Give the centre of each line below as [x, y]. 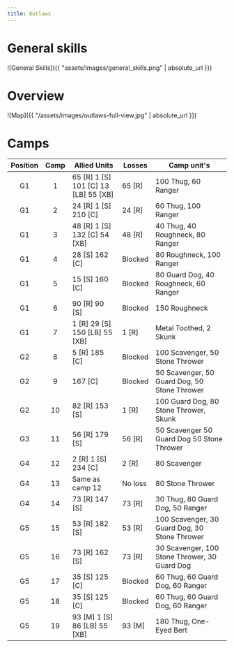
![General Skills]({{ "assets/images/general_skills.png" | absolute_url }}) [110, 68]
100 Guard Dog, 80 [187, 402]
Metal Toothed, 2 [183, 328]
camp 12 [87, 488]
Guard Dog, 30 [180, 528]
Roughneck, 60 [180, 283]
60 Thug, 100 [178, 206]
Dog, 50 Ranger [181, 508]
